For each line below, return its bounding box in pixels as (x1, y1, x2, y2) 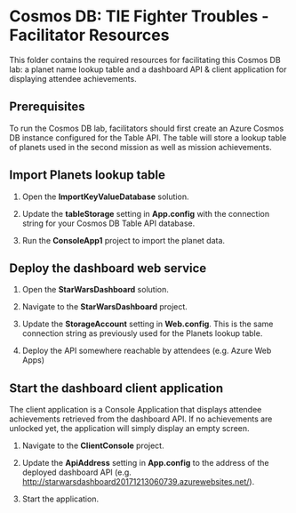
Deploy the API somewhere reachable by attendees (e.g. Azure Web (21, 345, 272, 357)
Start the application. (21, 493, 100, 504)
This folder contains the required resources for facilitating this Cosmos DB (9, 54, 282, 65)
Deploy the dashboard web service (9, 261, 207, 276)
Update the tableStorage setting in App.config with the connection (21, 208, 269, 219)
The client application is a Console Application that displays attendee (9, 405, 262, 415)
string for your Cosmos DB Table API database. (21, 218, 196, 228)
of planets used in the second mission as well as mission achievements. (9, 141, 273, 152)
